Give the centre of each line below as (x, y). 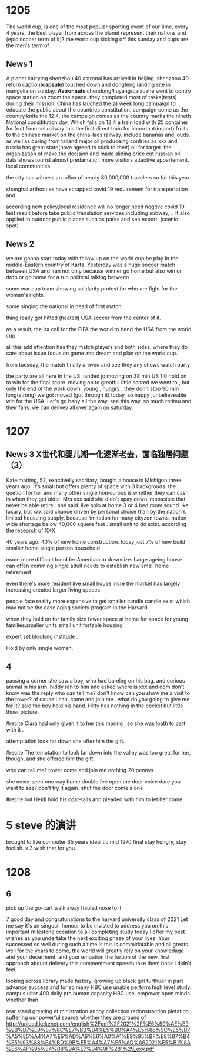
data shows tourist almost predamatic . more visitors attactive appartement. (98, 159)
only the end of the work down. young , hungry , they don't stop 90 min (93, 388)
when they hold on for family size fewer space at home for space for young (97, 619)
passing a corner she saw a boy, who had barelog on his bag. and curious (96, 681)
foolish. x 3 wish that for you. (41, 848)
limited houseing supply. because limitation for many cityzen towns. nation (96, 518)
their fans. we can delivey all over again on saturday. (70, 407)
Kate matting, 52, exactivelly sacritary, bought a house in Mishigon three (94, 480)
